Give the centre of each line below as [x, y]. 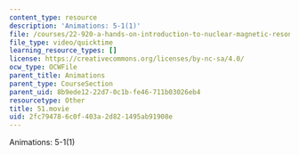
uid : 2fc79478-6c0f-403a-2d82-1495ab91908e [91, 117]
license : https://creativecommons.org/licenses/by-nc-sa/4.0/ [127, 59]
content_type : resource [53, 17]
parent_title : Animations [57, 76]
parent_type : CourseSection [61, 84]
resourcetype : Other [48, 100]
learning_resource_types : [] [63, 51]
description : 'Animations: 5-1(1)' [75, 26]
